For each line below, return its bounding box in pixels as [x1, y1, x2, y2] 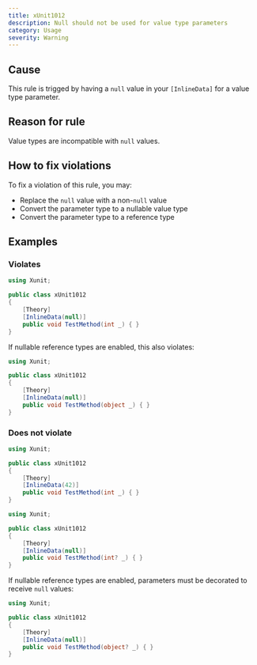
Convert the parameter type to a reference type [19, 212, 176, 221]
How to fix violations [8, 159, 111, 172]
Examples [8, 235, 58, 249]
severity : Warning [8, 33, 69, 42]
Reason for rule [8, 115, 85, 129]
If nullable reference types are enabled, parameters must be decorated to [8, 576, 248, 585]
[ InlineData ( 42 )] [22, 482, 80, 489]
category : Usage [8, 26, 62, 34]
